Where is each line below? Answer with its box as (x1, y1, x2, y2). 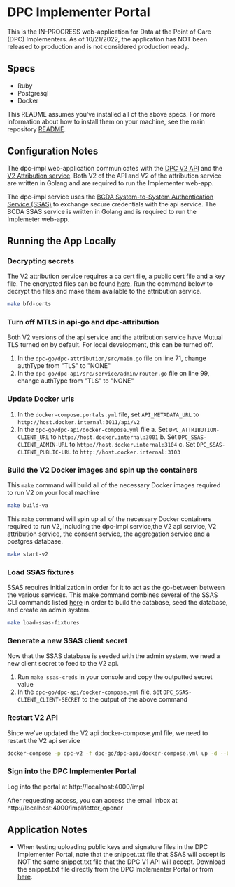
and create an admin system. (7, 605, 91, 615)
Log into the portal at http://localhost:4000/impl (7, 782, 145, 791)
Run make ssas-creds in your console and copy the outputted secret (17, 673, 213, 681)
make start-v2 (7, 551, 49, 558)
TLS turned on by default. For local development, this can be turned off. (7, 341, 214, 349)
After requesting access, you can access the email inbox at (7, 796, 178, 804)
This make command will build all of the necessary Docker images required (7, 481, 221, 490)
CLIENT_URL (17, 433, 50, 441)
